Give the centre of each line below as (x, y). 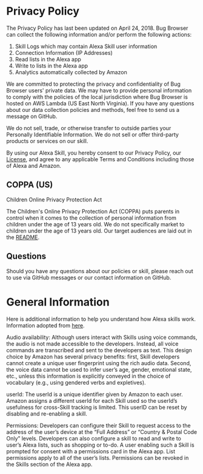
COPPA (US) (30, 185)
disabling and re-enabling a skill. (47, 413)
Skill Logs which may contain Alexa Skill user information (86, 46)
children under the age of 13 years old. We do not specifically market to (95, 224)
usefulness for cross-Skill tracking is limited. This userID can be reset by (97, 407)
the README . (23, 237)
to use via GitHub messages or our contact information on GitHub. (89, 277)
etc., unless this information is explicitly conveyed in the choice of (88, 376)
